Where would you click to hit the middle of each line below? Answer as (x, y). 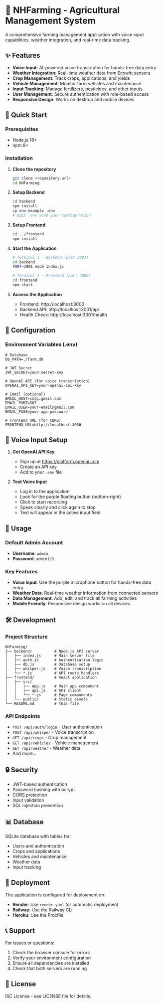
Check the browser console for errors (51, 952)
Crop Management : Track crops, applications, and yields (71, 78)
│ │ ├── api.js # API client (43, 691)
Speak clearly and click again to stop (58, 507)
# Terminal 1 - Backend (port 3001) (50, 257)
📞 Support (20, 931)
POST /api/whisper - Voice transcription (53, 732)
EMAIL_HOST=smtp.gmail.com (33, 398)
